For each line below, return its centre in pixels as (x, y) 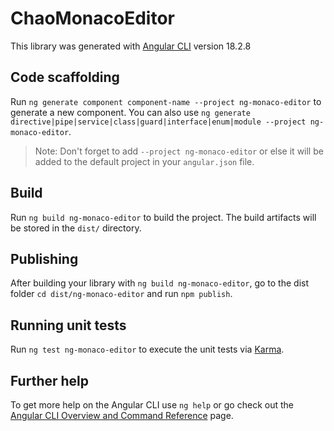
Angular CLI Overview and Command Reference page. (122, 415)
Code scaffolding (65, 77)
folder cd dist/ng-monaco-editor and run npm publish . (121, 294)
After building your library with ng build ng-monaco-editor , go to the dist (160, 283)
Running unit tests (68, 325)
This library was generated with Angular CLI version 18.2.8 (131, 46)
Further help (50, 380)
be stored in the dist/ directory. (76, 228)
